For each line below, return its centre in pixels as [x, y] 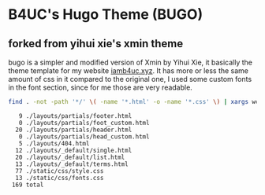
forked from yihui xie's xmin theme [96, 44]
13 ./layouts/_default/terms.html [72, 164]
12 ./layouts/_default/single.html [74, 150]
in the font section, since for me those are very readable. [101, 87]
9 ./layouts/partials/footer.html [75, 116]
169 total [28, 185]
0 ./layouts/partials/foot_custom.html [84, 123]
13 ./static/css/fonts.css [60, 178]
